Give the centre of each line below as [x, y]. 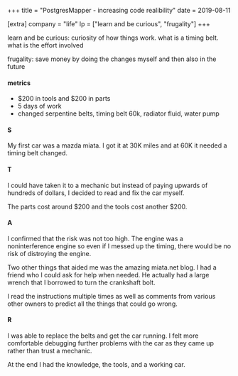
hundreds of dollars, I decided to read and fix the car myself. [96, 193]
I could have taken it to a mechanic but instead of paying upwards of [108, 185]
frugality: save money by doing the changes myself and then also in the [112, 59]
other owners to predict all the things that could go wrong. [92, 304]
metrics [19, 83]
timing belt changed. [38, 153]
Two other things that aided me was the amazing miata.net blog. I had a [112, 267]
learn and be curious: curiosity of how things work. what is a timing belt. [113, 38]
